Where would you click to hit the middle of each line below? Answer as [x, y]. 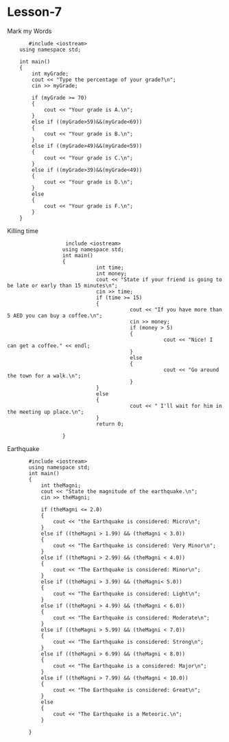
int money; [111, 273]
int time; [110, 268]
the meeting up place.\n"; [46, 412]
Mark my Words [29, 31]
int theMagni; [61, 485]
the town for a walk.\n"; [44, 375]
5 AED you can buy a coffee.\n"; [55, 316]
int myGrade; [50, 74]
